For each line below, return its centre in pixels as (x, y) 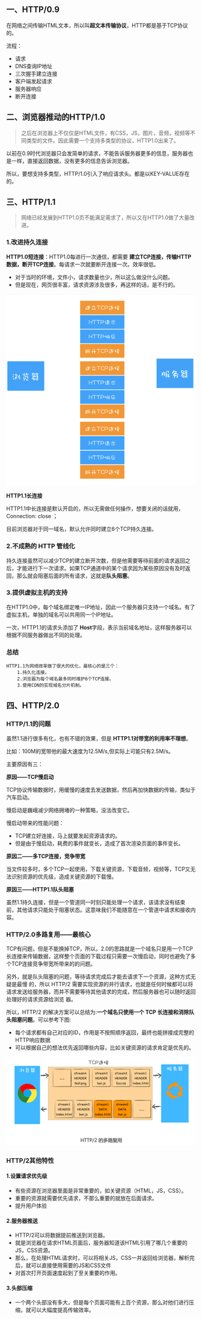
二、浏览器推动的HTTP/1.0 (56, 117)
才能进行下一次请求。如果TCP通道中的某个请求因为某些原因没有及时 (101, 568)
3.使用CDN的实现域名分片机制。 (51, 685)
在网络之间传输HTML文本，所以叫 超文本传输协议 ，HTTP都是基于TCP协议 (97, 25)
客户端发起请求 (33, 81)
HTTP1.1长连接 (24, 496)
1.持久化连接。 (33, 673)
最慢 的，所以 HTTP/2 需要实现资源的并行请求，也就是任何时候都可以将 (105, 984)
